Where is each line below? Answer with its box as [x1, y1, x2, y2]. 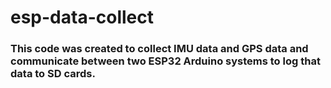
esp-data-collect [10, 6, 154, 29]
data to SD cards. [10, 67, 96, 81]
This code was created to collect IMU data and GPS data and [10, 42, 309, 56]
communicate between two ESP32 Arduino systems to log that [10, 54, 321, 68]
